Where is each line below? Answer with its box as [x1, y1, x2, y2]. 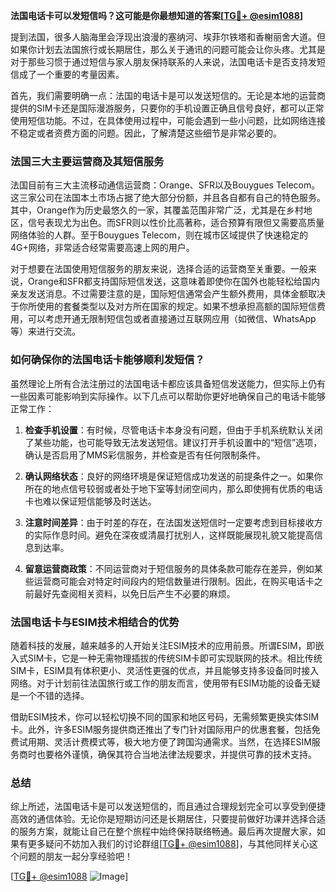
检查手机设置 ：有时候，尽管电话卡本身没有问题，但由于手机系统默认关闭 [24, 424, 323, 436]
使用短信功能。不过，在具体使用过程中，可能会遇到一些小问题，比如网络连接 [10, 115, 326, 126]
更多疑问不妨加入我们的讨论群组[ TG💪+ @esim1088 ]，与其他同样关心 [27, 838, 310, 850]
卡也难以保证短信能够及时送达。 [24, 495, 157, 507]
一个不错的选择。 [18, 689, 90, 701]
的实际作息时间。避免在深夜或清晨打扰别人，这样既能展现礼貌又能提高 [24, 529, 315, 541]
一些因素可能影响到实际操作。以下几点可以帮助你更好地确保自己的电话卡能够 [10, 390, 326, 402]
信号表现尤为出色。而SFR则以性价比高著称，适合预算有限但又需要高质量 [27, 217, 325, 229]
